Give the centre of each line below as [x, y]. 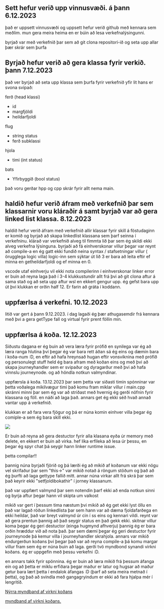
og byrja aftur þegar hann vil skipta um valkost [52, 496]
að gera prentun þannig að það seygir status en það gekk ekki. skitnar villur [81, 521]
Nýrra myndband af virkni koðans [39, 592]
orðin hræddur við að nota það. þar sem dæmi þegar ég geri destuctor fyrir [81, 531]
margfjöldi [22, 112]
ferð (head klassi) [23, 97]
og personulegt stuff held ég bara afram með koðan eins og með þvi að [77, 362]
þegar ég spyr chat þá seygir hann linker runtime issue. [61, 447]
